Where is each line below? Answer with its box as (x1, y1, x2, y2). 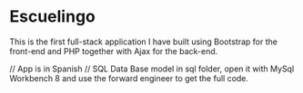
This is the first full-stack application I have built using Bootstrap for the (9, 36, 278, 47)
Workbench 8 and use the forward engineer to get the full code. (9, 72, 248, 83)
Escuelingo (9, 6, 96, 27)
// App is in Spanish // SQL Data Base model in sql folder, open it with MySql (9, 63, 295, 74)
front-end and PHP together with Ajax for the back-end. (9, 45, 218, 56)
